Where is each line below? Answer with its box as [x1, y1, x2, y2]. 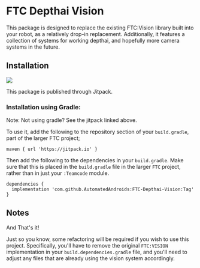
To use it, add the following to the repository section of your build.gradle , [6, 128, 189, 136]
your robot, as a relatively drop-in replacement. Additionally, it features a [6, 30, 185, 37]
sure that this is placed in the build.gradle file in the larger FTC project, [6, 163, 181, 171]
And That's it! [6, 224, 40, 231]
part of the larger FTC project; [6, 135, 80, 142]
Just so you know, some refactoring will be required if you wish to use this [6, 236, 189, 243]
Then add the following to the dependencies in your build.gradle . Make [6, 157, 184, 164]
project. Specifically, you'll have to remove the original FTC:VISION [6, 242, 168, 249]
